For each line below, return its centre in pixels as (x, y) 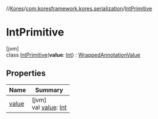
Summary (49, 90)
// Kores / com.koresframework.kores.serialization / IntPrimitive (79, 9)
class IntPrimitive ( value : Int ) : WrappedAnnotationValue (73, 55)
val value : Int (49, 107)
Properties (26, 73)
